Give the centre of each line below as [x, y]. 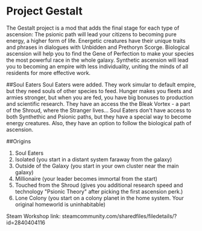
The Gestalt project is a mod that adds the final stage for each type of [93, 28]
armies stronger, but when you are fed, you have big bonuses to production [100, 97]
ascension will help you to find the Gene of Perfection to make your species [100, 53]
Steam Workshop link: [33, 216]
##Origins [19, 141]
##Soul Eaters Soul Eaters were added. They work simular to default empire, [101, 84]
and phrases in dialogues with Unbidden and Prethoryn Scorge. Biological [98, 47]
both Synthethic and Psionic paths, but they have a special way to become [99, 117]
